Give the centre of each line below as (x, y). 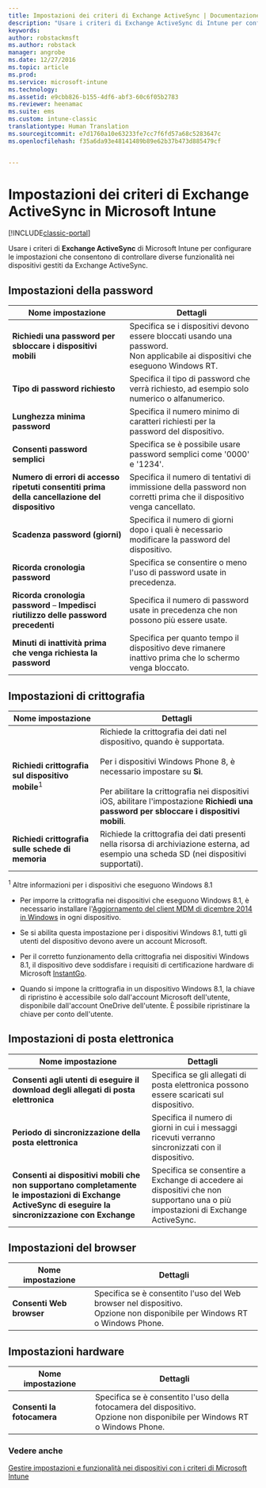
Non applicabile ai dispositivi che (190, 356)
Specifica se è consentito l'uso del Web (167, 1293)
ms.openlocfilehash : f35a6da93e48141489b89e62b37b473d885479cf (115, 141)
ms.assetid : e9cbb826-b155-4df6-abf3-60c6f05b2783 (93, 97)
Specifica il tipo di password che (190, 379)
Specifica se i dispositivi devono (189, 327)
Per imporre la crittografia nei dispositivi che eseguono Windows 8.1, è (134, 900)
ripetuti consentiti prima (59, 487)
